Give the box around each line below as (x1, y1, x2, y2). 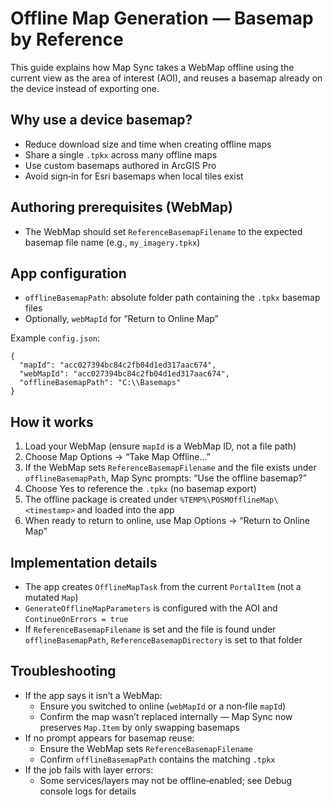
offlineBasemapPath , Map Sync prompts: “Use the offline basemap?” (24, 472, 307, 484)
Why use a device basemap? (10, 112, 193, 129)
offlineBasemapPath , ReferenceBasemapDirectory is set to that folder (24, 634, 303, 646)
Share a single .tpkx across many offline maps (24, 148, 218, 161)
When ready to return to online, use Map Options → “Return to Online (24, 515, 311, 527)
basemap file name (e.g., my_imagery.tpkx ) (24, 236, 201, 248)
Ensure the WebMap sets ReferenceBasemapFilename (39, 742, 254, 754)
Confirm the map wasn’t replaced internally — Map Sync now (39, 710, 293, 722)
